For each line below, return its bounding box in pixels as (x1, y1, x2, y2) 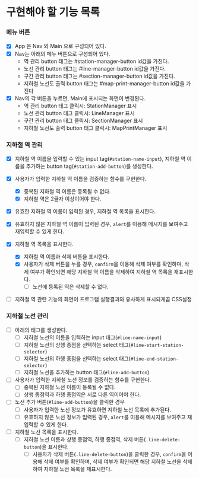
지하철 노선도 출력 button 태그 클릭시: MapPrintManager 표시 (23, 124, 168, 131)
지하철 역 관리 (6, 141, 43, 149)
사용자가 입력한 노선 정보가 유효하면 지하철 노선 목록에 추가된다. (23, 406, 171, 413)
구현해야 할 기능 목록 (6, 5, 100, 19)
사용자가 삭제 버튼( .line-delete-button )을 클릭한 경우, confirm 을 (32, 450, 187, 457)
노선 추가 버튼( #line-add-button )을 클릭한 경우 (14, 399, 125, 406)
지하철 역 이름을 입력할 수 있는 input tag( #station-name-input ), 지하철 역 (14, 155, 186, 162)
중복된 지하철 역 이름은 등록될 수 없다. (23, 188, 111, 195)
